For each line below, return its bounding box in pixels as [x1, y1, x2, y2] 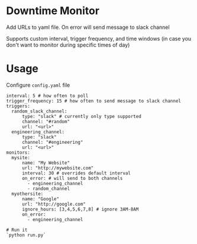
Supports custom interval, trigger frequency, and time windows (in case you [6, 35, 192, 42]
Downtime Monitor [6, 4, 99, 18]
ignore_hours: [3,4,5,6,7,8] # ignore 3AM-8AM [21, 206, 139, 212]
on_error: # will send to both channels [21, 175, 123, 181]
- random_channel [27, 186, 70, 192]
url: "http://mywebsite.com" [21, 165, 94, 171]
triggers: [6, 103, 31, 109]
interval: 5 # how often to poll [6, 93, 89, 98]
